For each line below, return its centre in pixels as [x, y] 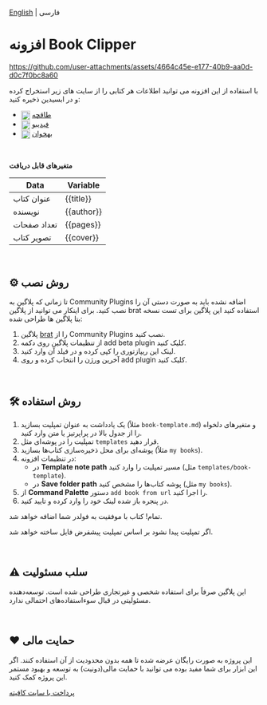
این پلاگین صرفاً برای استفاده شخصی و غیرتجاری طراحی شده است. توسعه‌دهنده [128, 592]
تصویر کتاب [32, 238]
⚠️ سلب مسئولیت [49, 572]
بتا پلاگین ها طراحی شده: [46, 319]
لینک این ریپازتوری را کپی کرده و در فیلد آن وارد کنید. [98, 351]
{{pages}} [83, 225]
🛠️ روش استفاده [45, 401]
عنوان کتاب [32, 199]
